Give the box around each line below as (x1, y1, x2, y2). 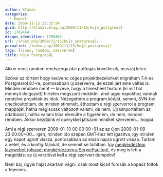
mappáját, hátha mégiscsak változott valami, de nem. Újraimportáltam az (5, 106, 151, 112)
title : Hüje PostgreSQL (5, 52, 54, 58)
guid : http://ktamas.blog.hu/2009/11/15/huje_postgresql (5, 25, 123, 30)
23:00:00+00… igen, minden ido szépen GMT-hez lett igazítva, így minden (5, 131, 155, 137)
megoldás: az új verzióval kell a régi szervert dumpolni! (5, 152, 115, 158)
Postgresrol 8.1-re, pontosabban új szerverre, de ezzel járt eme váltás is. (5, 80, 150, 86)
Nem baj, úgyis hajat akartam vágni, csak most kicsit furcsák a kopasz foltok (5, 161, 159, 167)
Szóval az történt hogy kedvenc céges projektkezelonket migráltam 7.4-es (5, 75, 154, 81)
